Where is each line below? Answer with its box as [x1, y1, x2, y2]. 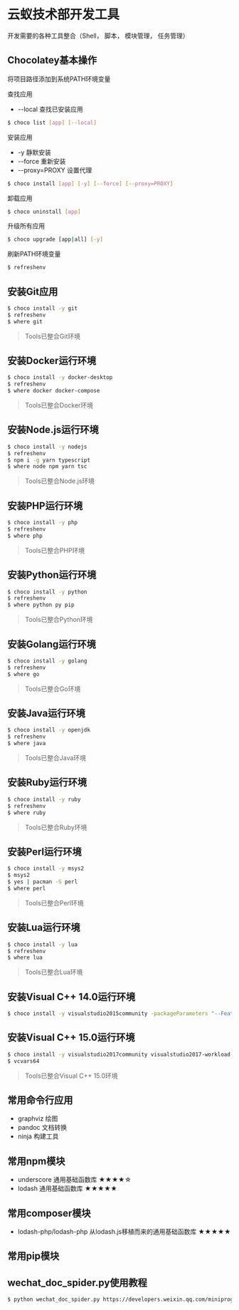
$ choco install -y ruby [7, 796, 81, 803]
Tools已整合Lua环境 [24, 968, 83, 977]
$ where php [7, 532, 43, 539]
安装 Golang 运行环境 [7, 638, 96, 650]
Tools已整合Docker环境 [24, 401, 94, 410]
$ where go [7, 670, 40, 677]
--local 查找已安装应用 [17, 105, 83, 113]
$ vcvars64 [7, 1057, 40, 1065]
